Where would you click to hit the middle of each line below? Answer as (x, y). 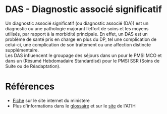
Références (30, 87)
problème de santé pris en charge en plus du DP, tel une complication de (81, 39)
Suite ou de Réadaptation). (33, 66)
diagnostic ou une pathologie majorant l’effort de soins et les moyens (77, 28)
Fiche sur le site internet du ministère (51, 100)
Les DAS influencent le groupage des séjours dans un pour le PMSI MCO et (83, 55)
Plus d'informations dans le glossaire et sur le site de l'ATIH (74, 106)
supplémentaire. (22, 50)
